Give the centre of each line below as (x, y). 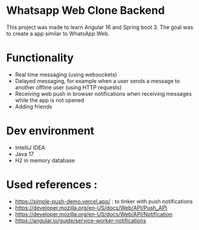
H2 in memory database (45, 160)
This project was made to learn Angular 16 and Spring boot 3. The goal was (100, 27)
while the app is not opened (49, 100)
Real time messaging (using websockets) (66, 74)
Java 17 (24, 154)
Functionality (40, 58)
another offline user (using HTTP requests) (68, 87)
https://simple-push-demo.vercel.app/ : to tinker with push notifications (104, 201)
